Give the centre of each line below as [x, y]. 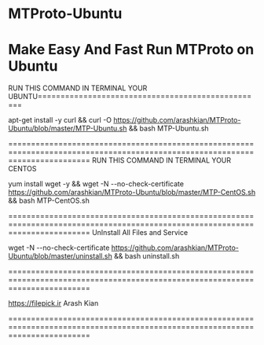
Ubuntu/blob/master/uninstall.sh [60, 256]
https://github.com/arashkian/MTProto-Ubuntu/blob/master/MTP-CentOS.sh [132, 193]
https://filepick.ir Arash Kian [53, 303]
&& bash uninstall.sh [147, 256]
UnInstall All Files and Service [140, 233]
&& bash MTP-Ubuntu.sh [169, 128]
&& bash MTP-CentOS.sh [49, 200]
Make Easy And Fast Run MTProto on [131, 50]
